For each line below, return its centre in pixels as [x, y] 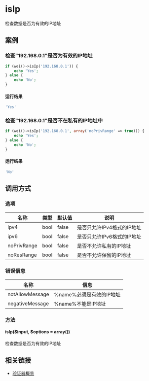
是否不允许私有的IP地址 [104, 246]
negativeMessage [28, 303]
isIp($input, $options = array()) [37, 332]
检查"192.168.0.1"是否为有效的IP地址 [49, 56]
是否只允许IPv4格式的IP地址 [109, 227]
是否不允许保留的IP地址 [104, 255]
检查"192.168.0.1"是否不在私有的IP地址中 [54, 121]
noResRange [22, 255]
